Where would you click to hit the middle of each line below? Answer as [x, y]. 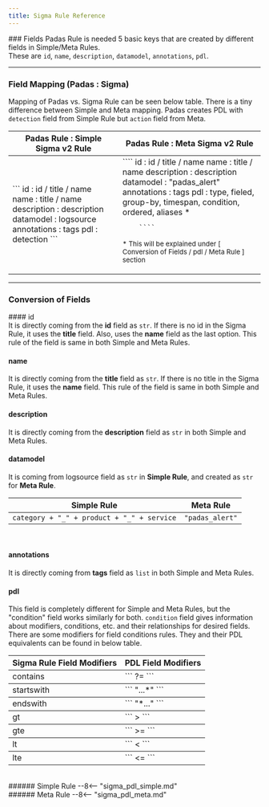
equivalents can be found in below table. [75, 643]
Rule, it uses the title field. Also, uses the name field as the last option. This [133, 334]
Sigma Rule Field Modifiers [65, 663]
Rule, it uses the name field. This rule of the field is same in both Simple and [134, 387]
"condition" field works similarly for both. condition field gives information [131, 617]
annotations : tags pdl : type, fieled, [189, 192]
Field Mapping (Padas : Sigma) [69, 84]
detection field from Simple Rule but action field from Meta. [107, 118]
